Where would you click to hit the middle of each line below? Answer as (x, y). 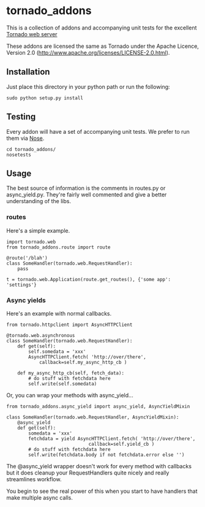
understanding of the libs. (39, 201)
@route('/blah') (27, 258)
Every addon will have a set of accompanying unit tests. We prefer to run (98, 131)
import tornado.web (31, 242)
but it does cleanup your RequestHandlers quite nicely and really (88, 473)
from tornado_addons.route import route (59, 247)
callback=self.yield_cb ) (121, 444)
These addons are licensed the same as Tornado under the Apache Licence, (102, 46)
